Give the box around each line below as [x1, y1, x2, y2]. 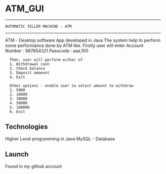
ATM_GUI [5, 3, 44, 14]
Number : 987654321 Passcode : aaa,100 [5, 47, 89, 53]
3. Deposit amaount [9, 70, 50, 75]
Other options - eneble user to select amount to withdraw [9, 83, 134, 88]
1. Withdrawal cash [9, 61, 50, 67]
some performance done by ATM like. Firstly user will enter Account [5, 43, 144, 48]
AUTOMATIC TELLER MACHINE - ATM [5, 24, 72, 29]
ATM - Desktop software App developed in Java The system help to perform [5, 37, 161, 43]
